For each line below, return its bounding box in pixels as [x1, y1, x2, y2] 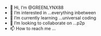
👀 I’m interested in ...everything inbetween [9, 10, 97, 16]
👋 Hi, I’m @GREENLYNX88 [9, 5, 64, 10]
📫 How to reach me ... [9, 26, 56, 31]
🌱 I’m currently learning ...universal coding [9, 15, 97, 20]
